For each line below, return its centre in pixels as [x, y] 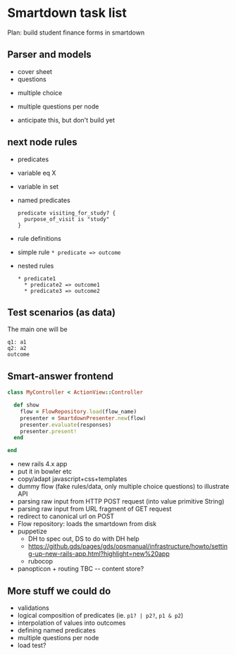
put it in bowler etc [45, 472]
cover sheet [35, 71]
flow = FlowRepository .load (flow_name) [79, 411]
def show [26, 405]
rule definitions [39, 238]
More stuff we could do [59, 591]
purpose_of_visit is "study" [67, 219]
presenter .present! [49, 431]
